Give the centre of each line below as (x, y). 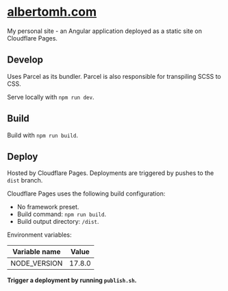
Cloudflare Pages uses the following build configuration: (86, 194)
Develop (25, 60)
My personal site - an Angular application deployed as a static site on (105, 31)
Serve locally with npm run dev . (51, 97)
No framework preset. (48, 207)
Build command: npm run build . (62, 214)
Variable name (37, 252)
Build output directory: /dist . (58, 222)
